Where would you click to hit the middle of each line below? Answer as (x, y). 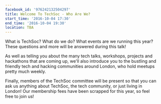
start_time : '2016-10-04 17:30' (38, 18)
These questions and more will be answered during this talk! (66, 47)
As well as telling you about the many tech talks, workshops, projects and (79, 56)
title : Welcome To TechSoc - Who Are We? (48, 14)
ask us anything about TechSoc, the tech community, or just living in (74, 86)
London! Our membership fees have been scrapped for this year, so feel (78, 91)
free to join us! (20, 96)
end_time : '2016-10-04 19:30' (36, 23)
